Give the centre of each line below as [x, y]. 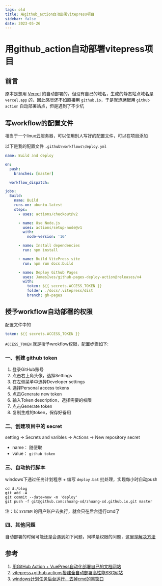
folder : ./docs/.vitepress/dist [60, 291]
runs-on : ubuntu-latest [38, 205]
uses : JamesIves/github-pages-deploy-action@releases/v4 [82, 277]
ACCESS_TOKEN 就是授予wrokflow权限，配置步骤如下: [57, 344]
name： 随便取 [27, 447]
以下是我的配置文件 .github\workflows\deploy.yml [56, 146]
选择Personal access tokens [41, 388]
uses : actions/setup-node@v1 [53, 227]
